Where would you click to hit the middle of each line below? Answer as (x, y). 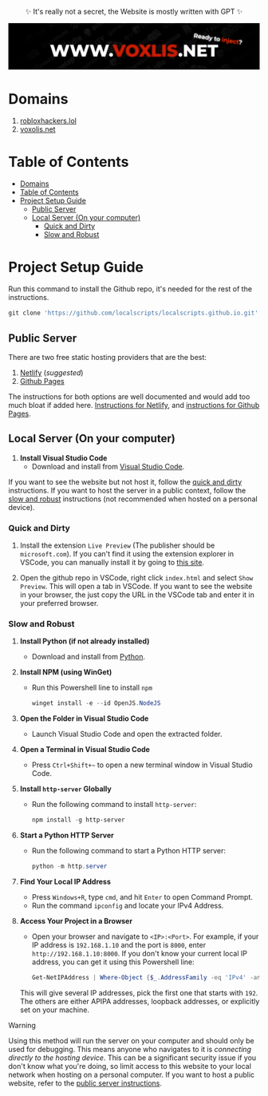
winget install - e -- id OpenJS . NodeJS (96, 703)
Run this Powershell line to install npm (92, 688)
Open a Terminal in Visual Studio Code (85, 750)
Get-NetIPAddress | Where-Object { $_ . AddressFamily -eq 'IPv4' (139, 978)
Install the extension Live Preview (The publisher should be (117, 545)
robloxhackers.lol (48, 121)
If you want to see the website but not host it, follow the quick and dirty (125, 481)
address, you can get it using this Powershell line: (113, 962)
